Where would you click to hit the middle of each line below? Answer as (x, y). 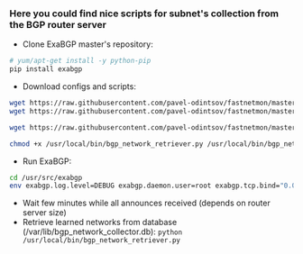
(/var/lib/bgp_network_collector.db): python (102, 231)
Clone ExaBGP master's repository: (87, 44)
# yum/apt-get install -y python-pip (80, 61)
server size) (45, 213)
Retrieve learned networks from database (100, 222)
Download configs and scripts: (79, 86)
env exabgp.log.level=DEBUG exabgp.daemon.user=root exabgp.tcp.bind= (145, 186)
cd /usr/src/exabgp (46, 177)
